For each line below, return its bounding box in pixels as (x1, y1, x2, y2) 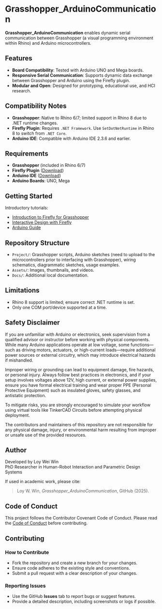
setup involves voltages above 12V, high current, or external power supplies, (5, 377, 157, 383)
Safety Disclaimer (5, 318, 60, 327)
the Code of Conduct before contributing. (5, 520, 88, 526)
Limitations (5, 286, 40, 295)
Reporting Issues (5, 582, 46, 589)
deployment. (5, 412, 30, 418)
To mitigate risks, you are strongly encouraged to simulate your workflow (5, 402, 151, 408)
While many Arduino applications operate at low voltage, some (5, 342, 130, 348)
